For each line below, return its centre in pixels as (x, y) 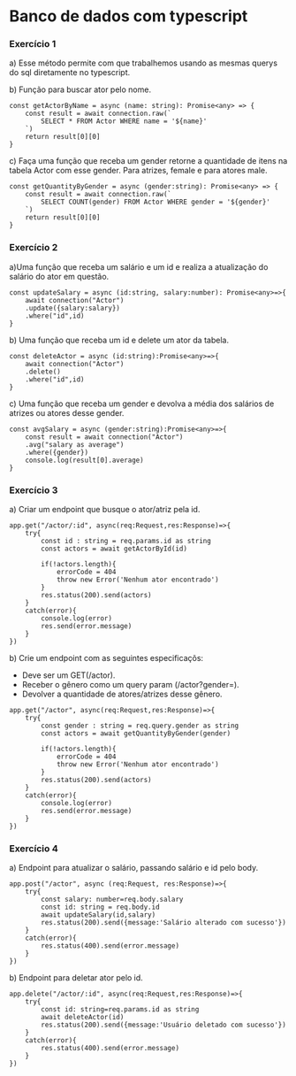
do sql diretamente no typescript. (70, 73)
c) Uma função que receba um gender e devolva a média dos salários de (142, 403)
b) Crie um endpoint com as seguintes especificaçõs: (106, 658)
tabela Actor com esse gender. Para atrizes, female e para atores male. (138, 171)
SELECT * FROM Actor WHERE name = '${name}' (124, 121)
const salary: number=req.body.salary (112, 900)
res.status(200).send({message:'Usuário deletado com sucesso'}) (164, 1025)
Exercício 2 (34, 248)
